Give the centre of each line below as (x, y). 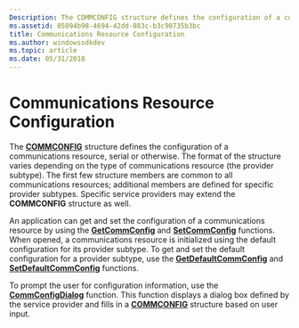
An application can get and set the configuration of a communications (137, 220)
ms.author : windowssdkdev (57, 42)
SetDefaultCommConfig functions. (74, 267)
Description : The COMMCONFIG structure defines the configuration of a (145, 17)
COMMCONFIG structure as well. (70, 203)
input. (20, 314)
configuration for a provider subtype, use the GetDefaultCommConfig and (146, 258)
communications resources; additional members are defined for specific (141, 184)
